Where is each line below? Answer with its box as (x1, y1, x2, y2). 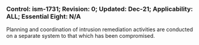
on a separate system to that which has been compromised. (6, 32, 156, 40)
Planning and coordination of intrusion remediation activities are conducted (6, 26, 194, 33)
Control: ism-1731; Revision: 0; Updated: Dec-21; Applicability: (6, 5, 193, 13)
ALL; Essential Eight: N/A (6, 12, 81, 20)
